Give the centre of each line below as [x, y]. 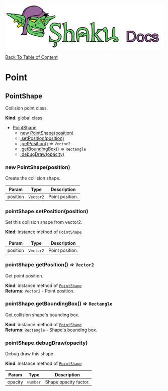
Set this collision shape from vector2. [44, 222]
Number [34, 382]
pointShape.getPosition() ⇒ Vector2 [50, 265]
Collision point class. [27, 108]
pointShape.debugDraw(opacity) [47, 343]
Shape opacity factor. [67, 382]
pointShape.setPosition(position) [47, 211]
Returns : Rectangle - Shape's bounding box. [51, 330]
